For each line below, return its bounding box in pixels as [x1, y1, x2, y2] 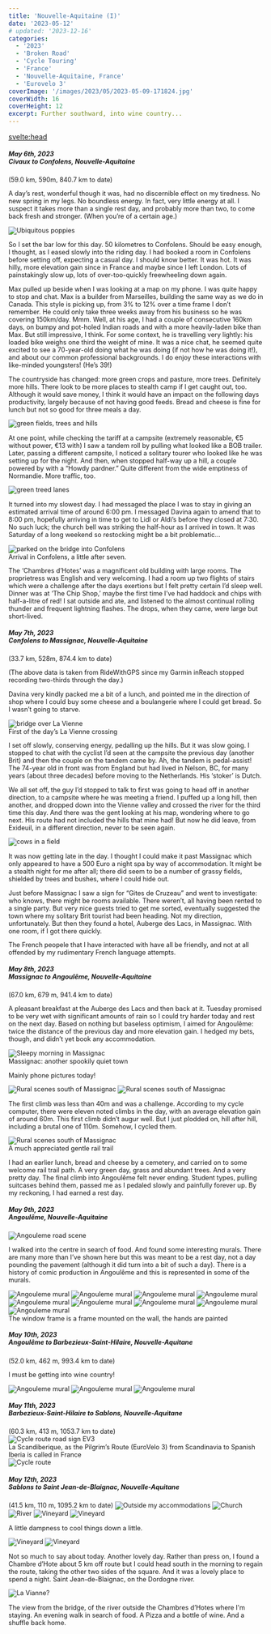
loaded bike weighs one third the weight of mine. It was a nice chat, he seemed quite [8, 338, 263, 347]
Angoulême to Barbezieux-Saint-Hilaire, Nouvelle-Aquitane [8, 1338, 193, 1347]
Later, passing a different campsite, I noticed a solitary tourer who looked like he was [8, 449, 263, 458]
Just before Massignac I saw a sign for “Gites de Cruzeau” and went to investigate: [8, 889, 257, 898]
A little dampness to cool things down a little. [8, 1524, 143, 1532]
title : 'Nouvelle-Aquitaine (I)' [8, 11, 121, 20]
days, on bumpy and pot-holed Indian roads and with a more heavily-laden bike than [8, 323, 261, 332]
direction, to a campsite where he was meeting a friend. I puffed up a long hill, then [8, 793, 257, 802]
